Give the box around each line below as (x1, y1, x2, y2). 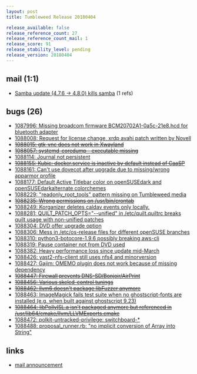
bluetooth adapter (14, 128, 58, 135)
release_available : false (6, 25, 69, 31)
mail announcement (14, 362, 63, 369)
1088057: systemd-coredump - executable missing (14, 147, 139, 154)
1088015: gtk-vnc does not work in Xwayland (14, 141, 124, 148)
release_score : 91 (6, 41, 51, 47)
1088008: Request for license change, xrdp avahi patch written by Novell (14, 135, 191, 142)
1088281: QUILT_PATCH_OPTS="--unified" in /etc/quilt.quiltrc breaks (14, 210, 181, 217)
